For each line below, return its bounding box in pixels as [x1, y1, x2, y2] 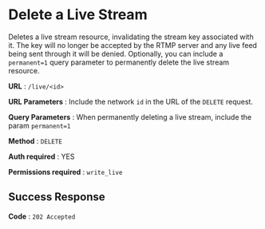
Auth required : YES [8, 152, 75, 161]
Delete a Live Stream [8, 6, 148, 24]
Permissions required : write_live [8, 167, 123, 176]
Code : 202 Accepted [8, 211, 76, 221]
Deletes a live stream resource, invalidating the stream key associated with [8, 32, 254, 41]
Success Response [8, 190, 105, 204]
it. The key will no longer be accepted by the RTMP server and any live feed [8, 40, 258, 49]
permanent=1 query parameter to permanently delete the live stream [8, 57, 230, 67]
